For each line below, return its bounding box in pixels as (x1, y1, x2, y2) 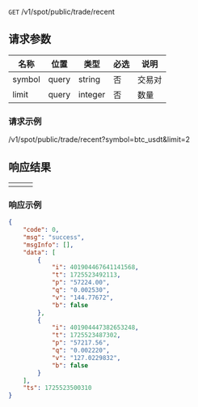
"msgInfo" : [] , (23, 241, 74, 249)
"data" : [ (23, 248, 57, 256)
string (78, 73, 101, 84)
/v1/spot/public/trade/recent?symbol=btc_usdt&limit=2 (8, 135, 191, 144)
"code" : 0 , (23, 226, 60, 234)
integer (78, 88, 106, 100)
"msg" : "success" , (23, 233, 85, 242)
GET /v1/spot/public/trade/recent (8, 7, 116, 16)
